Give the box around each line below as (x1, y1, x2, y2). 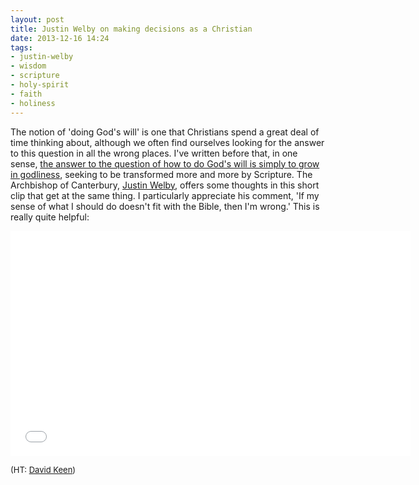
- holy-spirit (10, 80, 70, 90)
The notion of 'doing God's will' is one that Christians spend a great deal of (10, 126, 320, 138)
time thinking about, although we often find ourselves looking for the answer (10, 136, 325, 148)
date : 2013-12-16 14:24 (10, 33, 110, 43)
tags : (10, 42, 33, 53)
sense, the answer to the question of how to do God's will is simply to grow (10, 157, 320, 170)
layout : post (10, 14, 65, 25)
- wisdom (10, 61, 47, 71)
